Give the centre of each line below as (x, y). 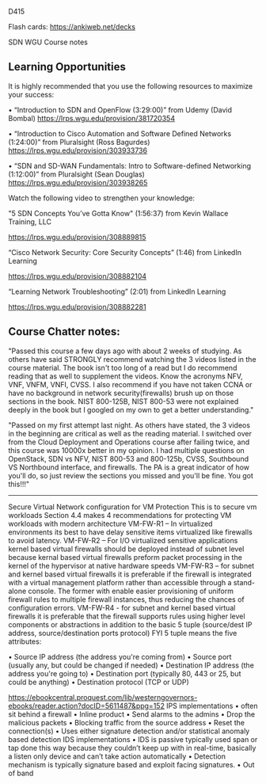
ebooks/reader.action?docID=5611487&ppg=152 (86, 706)
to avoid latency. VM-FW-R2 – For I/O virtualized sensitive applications (123, 540)
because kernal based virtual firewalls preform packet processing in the (125, 557)
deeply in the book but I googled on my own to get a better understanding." (131, 409)
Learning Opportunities (67, 67)
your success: (31, 94)
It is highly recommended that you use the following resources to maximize (131, 86)
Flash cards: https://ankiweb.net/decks (72, 27)
